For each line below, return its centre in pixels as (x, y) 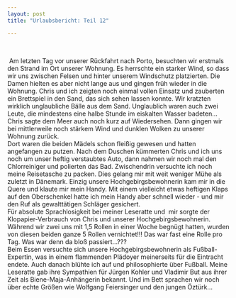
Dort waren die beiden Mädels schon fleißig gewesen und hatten (102, 143)
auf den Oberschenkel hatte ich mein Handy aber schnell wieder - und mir (116, 197)
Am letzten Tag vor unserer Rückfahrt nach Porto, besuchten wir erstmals (117, 60)
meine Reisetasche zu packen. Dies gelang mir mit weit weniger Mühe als (114, 174)
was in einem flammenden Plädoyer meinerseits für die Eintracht (129, 257)
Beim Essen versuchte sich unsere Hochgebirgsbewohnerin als (100, 249)
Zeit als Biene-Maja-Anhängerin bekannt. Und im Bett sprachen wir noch (113, 279)
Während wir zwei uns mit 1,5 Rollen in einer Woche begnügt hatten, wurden (118, 226)
